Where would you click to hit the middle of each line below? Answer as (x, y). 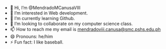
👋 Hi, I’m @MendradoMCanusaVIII (45, 8)
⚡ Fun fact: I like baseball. (37, 42)
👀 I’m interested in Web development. (49, 13)
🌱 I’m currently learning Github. (42, 18)
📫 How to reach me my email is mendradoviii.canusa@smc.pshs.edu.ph (85, 29)
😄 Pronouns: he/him (31, 36)
